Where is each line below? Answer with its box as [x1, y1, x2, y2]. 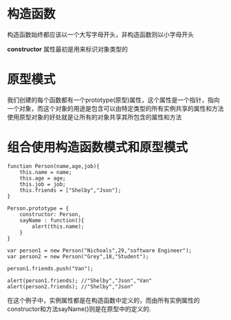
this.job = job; [19, 180, 67, 188]
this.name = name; [19, 169, 72, 175]
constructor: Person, [19, 211, 81, 217]
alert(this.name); [32, 223, 85, 230]
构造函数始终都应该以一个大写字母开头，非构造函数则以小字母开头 [7, 30, 194, 39]
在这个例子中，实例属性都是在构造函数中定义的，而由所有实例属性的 [7, 296, 200, 304]
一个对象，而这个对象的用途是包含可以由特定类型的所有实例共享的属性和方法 [7, 104, 224, 112]
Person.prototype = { [7, 204, 69, 212]
